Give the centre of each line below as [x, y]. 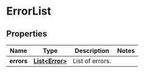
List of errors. [92, 61]
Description [92, 51]
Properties [27, 34]
